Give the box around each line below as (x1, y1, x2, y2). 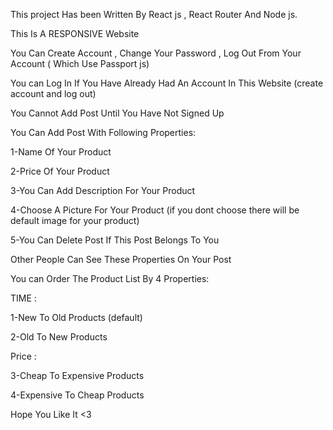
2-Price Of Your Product (10, 165, 110, 177)
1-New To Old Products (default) (10, 312, 143, 323)
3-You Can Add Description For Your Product (10, 185, 196, 196)
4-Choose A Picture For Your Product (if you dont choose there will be (10, 204, 300, 216)
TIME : (10, 292, 37, 304)
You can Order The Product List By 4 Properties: (10, 273, 210, 284)
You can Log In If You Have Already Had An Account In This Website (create (10, 77, 324, 89)
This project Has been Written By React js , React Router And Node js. (10, 9, 298, 20)
